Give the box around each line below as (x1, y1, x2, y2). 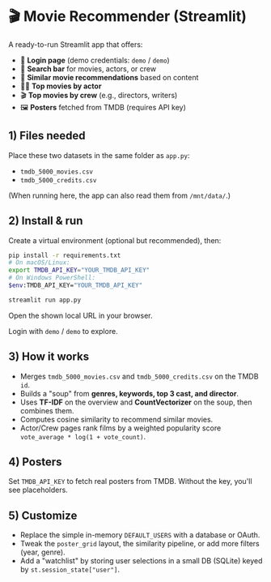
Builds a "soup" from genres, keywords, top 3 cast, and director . (19, 388, 239, 398)
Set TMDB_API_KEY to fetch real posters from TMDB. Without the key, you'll (8, 477, 252, 486)
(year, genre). (19, 547, 66, 557)
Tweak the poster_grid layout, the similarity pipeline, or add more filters (19, 539, 260, 549)
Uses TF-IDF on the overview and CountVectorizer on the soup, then (19, 397, 252, 407)
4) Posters (8, 456, 62, 469)
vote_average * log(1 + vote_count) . (19, 431, 146, 441)
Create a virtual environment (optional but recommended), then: (8, 235, 222, 245)
